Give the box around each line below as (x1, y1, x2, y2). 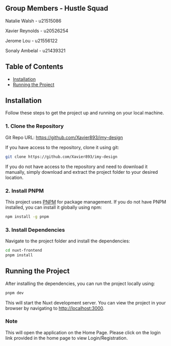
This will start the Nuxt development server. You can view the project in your (5, 299, 166, 306)
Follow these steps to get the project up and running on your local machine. (5, 110, 164, 116)
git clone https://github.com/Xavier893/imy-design (5, 154, 117, 159)
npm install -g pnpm (5, 214, 50, 219)
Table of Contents (5, 63, 64, 71)
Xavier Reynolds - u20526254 (5, 28, 68, 34)
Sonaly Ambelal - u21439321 (5, 47, 66, 53)
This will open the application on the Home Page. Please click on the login (5, 329, 161, 335)
